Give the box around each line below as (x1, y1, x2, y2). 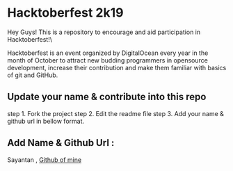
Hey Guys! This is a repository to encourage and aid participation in (7, 28, 201, 36)
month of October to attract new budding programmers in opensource (7, 56, 209, 64)
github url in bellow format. (7, 117, 85, 125)
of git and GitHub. (7, 71, 58, 79)
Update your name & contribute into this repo (7, 91, 207, 103)
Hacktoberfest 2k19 (7, 5, 124, 21)
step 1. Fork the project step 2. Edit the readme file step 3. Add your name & (7, 109, 225, 117)
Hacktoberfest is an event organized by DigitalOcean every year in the (7, 49, 209, 57)
